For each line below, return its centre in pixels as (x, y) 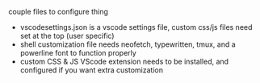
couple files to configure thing (59, 12)
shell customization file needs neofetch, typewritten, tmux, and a (128, 44)
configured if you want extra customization (92, 70)
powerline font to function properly (78, 53)
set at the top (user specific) (67, 36)
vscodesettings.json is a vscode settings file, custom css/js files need (136, 27)
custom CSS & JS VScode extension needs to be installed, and (124, 61)
